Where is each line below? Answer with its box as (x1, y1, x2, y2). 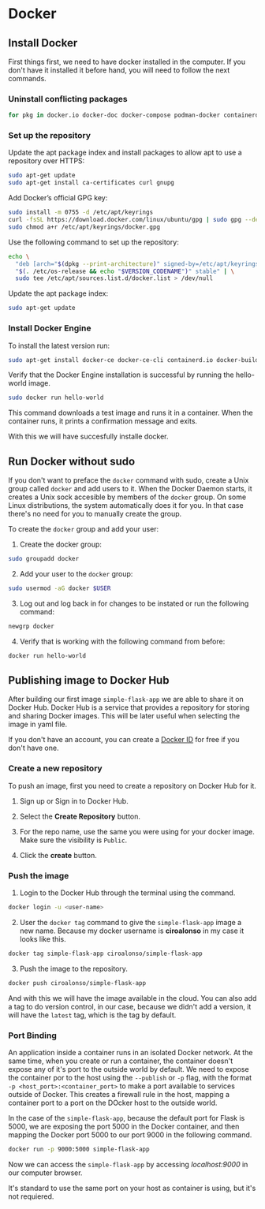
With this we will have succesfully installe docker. (8, 431, 169, 442)
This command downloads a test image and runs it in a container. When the (8, 408, 254, 418)
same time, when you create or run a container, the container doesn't (8, 1056, 233, 1065)
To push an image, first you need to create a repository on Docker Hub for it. (8, 781, 256, 790)
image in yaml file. (8, 719, 68, 730)
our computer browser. (8, 1168, 83, 1177)
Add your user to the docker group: (19, 569, 133, 578)
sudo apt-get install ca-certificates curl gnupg (8, 179, 175, 187)
